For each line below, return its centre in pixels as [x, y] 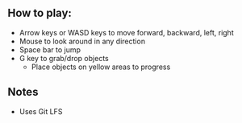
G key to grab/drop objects [64, 58]
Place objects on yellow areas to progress [101, 67]
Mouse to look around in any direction [82, 41]
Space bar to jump [50, 49]
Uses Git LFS [41, 111]
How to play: [40, 13]
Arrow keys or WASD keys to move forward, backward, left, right [127, 32]
